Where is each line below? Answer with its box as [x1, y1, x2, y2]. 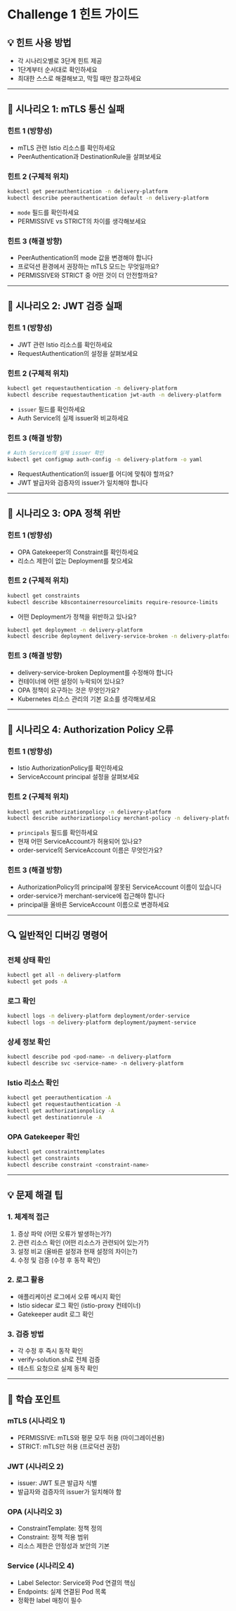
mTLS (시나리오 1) [7, 1416, 65, 1426]
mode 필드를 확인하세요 [17, 208, 79, 217]
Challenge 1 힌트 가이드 [7, 6, 139, 23]
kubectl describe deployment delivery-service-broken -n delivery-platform [7, 633, 234, 640]
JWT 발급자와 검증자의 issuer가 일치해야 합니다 [17, 478, 149, 487]
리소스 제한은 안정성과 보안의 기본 [17, 1541, 110, 1551]
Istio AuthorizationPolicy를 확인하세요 [17, 764, 124, 772]
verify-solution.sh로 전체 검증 [17, 1355, 100, 1364]
